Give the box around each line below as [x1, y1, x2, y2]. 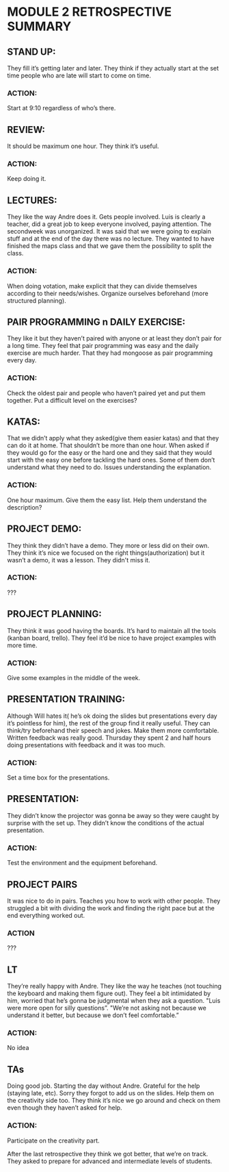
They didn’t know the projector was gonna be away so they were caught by [7, 811, 219, 819]
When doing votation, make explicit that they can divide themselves [7, 282, 198, 290]
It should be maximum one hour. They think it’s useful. [7, 142, 159, 151]
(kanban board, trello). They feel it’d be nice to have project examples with [7, 634, 217, 642]
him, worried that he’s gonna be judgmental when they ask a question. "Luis [7, 997, 221, 1005]
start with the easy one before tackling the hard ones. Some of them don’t [7, 456, 215, 464]
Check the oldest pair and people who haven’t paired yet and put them [7, 388, 206, 397]
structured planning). [7, 296, 66, 305]
